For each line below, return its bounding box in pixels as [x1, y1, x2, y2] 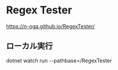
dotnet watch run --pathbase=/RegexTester [6, 57, 112, 64]
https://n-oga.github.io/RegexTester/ [6, 23, 95, 30]
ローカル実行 [6, 41, 53, 51]
